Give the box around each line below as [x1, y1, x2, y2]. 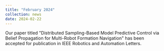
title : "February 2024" [5, 7, 55, 12]
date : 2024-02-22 [5, 16, 42, 21]
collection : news [5, 12, 42, 17]
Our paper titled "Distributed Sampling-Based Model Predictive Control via [5, 30, 159, 36]
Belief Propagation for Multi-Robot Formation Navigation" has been [5, 35, 144, 41]
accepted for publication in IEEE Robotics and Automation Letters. [5, 41, 142, 47]
